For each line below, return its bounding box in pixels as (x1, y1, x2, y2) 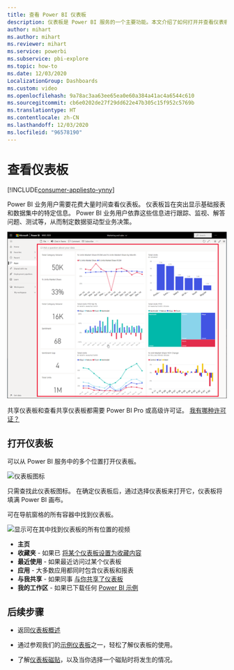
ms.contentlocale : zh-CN (7, 114, 79, 121)
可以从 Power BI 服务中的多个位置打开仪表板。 (7, 457, 141, 466)
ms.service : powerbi (7, 48, 68, 55)
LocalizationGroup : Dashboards (7, 77, 98, 84)
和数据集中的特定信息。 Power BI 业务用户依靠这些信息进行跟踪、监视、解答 (7, 208, 226, 217)
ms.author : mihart (7, 33, 61, 40)
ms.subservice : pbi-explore (7, 56, 89, 63)
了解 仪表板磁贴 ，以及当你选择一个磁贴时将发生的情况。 (17, 655, 176, 664)
